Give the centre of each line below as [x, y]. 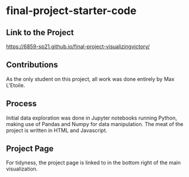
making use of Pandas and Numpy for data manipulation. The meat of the [95, 124]
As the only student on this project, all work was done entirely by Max [90, 79]
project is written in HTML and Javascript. [57, 130]
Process [21, 104]
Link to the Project [40, 33]
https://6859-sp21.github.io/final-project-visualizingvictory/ [78, 46]
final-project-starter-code [71, 11]
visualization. [22, 169]
